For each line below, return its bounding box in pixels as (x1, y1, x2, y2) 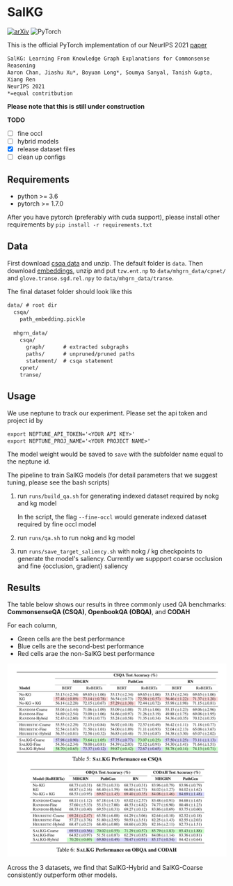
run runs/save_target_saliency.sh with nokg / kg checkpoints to (17, 547, 203, 555)
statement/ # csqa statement (25, 357, 113, 365)
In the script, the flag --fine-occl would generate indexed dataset (17, 512, 207, 521)
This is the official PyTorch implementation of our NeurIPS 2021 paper (7, 40, 207, 49)
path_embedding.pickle (19, 315, 86, 323)
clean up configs (17, 153, 66, 161)
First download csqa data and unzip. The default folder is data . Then (7, 259, 204, 267)
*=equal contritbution (7, 90, 73, 97)
